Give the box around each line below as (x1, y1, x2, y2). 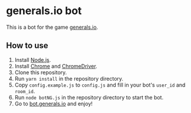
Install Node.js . (14, 56, 51, 63)
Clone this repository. (14, 69, 67, 76)
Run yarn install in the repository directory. (14, 75, 124, 82)
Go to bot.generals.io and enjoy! (14, 100, 93, 107)
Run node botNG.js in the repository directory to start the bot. (14, 94, 164, 101)
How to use (6, 41, 48, 51)
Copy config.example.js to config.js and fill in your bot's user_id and (14, 81, 186, 88)
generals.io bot (6, 4, 82, 18)
